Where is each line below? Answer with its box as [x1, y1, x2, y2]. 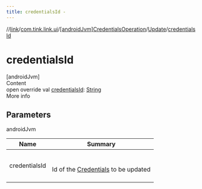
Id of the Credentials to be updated [52, 165, 151, 174]
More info [6, 92, 31, 100]
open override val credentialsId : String [6, 86, 101, 93]
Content [6, 79, 27, 86]
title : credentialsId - [6, 8, 66, 15]
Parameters [6, 109, 51, 120]
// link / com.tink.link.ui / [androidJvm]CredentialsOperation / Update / [6, 25, 168, 33]
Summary [87, 140, 116, 149]
